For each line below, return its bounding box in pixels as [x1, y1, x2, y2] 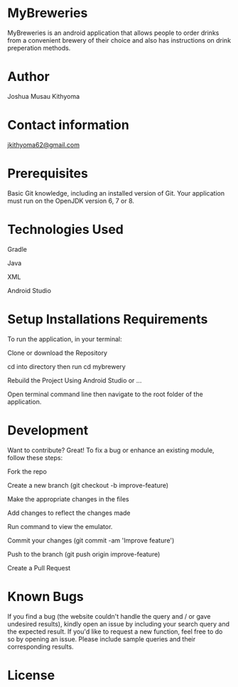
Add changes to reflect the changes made [7, 508, 131, 517]
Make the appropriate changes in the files [7, 494, 129, 503]
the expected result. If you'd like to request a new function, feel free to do [7, 627, 223, 636]
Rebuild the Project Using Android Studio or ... [7, 376, 142, 385]
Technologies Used [7, 221, 124, 238]
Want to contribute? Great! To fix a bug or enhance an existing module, [7, 446, 215, 454]
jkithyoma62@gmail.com [7, 140, 80, 149]
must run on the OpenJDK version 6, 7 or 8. [7, 196, 135, 205]
